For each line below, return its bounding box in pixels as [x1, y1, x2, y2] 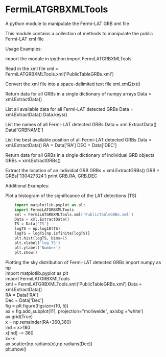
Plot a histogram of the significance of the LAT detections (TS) [5, 193, 137, 199]
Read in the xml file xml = [5, 65, 59, 72]
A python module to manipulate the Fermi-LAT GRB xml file [5, 20, 129, 27]
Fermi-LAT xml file [5, 36, 44, 42]
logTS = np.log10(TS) [14, 226, 60, 231]
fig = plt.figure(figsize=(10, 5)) [5, 302, 69, 308]
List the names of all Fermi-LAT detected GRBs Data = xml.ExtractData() [5, 121, 157, 127]
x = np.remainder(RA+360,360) [5, 319, 72, 325]
